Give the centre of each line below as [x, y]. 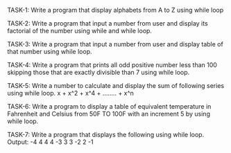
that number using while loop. [50, 52]
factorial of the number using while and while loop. [80, 31]
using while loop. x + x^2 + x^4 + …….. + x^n [70, 93]
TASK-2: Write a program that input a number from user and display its [108, 23]
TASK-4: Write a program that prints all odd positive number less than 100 [112, 65]
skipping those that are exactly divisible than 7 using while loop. [99, 72]
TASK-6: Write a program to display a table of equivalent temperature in [109, 106]
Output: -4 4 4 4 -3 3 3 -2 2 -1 [50, 142]
